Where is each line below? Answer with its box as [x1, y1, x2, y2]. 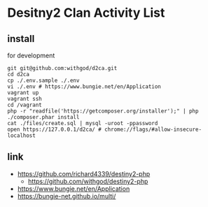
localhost [7, 132, 36, 139]
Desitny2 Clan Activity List [7, 5, 165, 21]
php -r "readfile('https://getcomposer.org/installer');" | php [7, 108, 199, 115]
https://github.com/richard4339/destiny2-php [17, 169, 151, 178]
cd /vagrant [7, 101, 42, 108]
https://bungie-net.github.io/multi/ [17, 192, 116, 200]
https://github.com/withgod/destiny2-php [27, 177, 148, 185]
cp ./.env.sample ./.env [7, 77, 80, 84]
